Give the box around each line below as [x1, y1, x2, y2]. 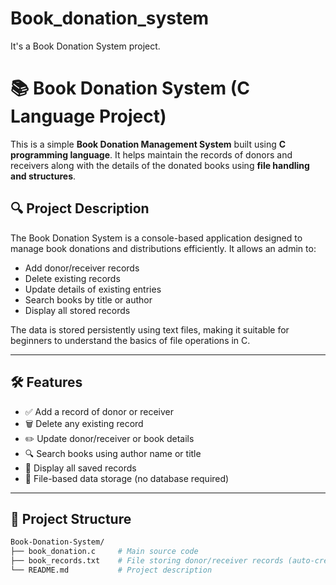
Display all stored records [24, 304, 131, 316]
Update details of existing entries [24, 283, 162, 295]
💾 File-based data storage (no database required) [24, 472, 230, 484]
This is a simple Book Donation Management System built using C [10, 138, 287, 150]
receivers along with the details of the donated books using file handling [10, 159, 310, 171]
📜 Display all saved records [24, 462, 137, 474]
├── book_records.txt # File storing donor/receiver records [10, 556, 284, 566]
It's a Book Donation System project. [10, 40, 161, 52]
